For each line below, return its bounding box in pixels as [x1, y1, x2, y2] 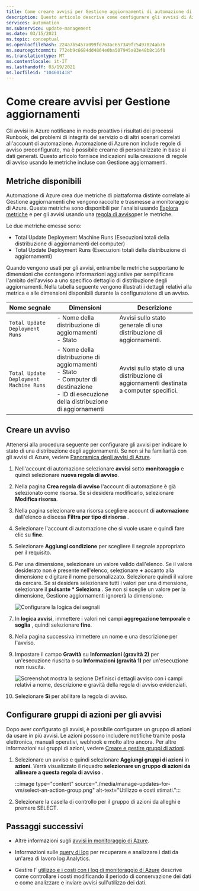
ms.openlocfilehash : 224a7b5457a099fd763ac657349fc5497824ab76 [6, 42, 166, 48]
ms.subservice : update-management [6, 25, 92, 31]
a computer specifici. [119, 387, 178, 394]
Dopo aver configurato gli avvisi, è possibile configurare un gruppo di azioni [6, 725, 191, 732]
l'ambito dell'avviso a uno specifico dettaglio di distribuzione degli [6, 277, 168, 284]
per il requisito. [14, 549, 52, 556]
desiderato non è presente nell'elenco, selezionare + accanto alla [14, 567, 175, 574]
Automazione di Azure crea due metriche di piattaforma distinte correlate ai [6, 192, 190, 199]
